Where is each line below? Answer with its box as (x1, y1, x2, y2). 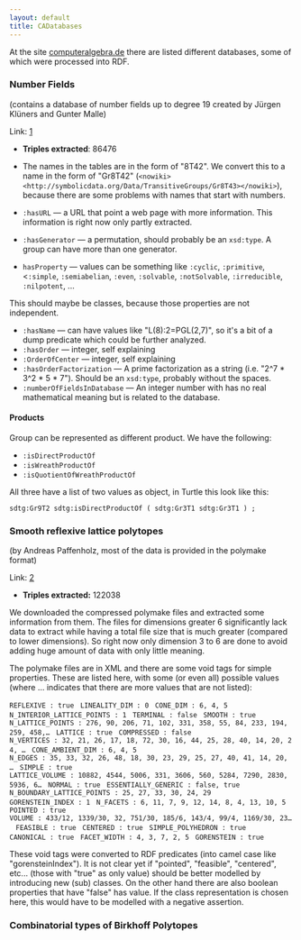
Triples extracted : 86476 (22, 143, 117, 154)
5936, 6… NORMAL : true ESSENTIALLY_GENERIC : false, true (9, 780, 241, 789)
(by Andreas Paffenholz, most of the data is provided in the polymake (9, 545, 268, 556)
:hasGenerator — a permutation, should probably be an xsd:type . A (22, 233, 272, 244)
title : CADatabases (9, 22, 83, 31)
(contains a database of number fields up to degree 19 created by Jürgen (9, 98, 281, 109)
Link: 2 (9, 572, 34, 583)
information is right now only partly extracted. (22, 216, 193, 227)
